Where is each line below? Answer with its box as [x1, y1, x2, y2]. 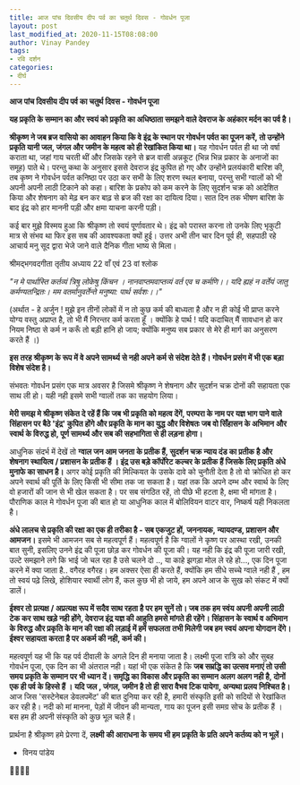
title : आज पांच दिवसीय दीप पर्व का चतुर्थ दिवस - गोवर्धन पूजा [9, 13, 191, 22]
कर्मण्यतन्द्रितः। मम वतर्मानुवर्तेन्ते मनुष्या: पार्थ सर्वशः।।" [9, 286, 163, 296]
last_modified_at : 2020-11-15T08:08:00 [9, 30, 159, 38]
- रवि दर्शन [9, 55, 41, 64]
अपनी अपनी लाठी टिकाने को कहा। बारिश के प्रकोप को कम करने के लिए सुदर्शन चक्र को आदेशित [9, 182, 279, 192]
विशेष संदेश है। [9, 362, 52, 372]
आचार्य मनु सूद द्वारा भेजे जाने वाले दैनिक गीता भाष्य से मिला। [9, 240, 177, 251]
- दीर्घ [9, 72, 27, 81]
